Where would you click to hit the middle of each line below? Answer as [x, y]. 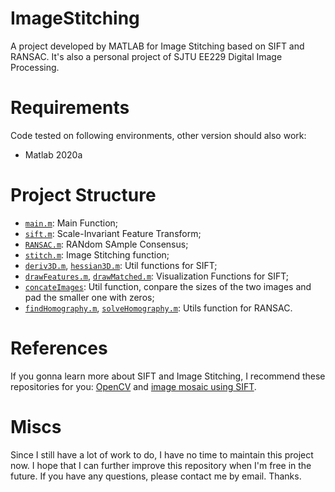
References [59, 348]
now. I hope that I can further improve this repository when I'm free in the [161, 465]
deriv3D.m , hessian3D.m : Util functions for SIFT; [121, 265]
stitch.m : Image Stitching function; [97, 254]
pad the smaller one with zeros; [89, 297]
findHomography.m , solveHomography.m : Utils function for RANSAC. [158, 308]
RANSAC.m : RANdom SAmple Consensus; [106, 244]
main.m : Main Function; [71, 223]
